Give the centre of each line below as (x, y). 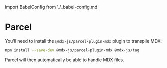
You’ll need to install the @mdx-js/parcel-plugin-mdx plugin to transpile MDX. (84, 41)
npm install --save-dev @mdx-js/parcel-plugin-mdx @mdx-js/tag (72, 50)
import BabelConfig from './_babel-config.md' (52, 7)
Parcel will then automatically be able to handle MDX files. (65, 60)
